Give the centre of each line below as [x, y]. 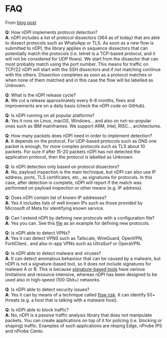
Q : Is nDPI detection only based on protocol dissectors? [62, 166]
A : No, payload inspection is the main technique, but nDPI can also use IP [81, 172]
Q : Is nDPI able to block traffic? [37, 309]
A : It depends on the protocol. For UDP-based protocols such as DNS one [81, 141]
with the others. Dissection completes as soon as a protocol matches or [79, 74]
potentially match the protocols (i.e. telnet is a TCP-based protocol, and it [80, 53]
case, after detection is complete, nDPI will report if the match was [74, 182]
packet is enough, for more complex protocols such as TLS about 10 [75, 146]
